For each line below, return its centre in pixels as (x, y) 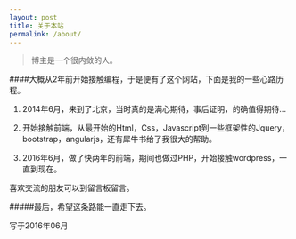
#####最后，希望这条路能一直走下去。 (80, 207)
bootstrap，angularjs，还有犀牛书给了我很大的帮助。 (119, 139)
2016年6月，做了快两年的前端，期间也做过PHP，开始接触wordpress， (151, 158)
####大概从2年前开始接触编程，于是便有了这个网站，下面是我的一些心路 (143, 79)
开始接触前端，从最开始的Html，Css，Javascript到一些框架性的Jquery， (156, 128)
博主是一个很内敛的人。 (74, 60)
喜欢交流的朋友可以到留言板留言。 (72, 188)
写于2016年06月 (39, 226)
